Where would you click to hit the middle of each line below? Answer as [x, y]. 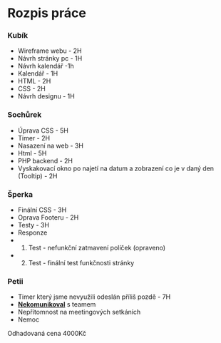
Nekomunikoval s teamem [57, 304]
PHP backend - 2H [45, 160]
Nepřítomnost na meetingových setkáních [79, 312]
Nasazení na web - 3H [51, 145]
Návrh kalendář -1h [46, 66]
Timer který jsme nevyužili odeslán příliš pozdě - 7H [94, 297]
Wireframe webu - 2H [50, 51]
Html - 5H [32, 153]
